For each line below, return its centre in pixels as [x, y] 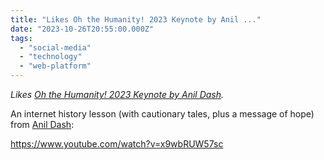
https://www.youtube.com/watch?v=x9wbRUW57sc [117, 144]
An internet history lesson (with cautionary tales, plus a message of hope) [162, 114]
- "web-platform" [55, 66]
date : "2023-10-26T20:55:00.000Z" [82, 29]
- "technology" [51, 57]
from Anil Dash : [42, 124]
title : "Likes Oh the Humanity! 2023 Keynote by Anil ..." [136, 19]
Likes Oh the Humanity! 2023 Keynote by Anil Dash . [117, 94]
